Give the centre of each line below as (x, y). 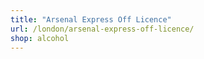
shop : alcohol (40, 38)
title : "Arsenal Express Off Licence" (91, 19)
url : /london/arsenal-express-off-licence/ (102, 29)
